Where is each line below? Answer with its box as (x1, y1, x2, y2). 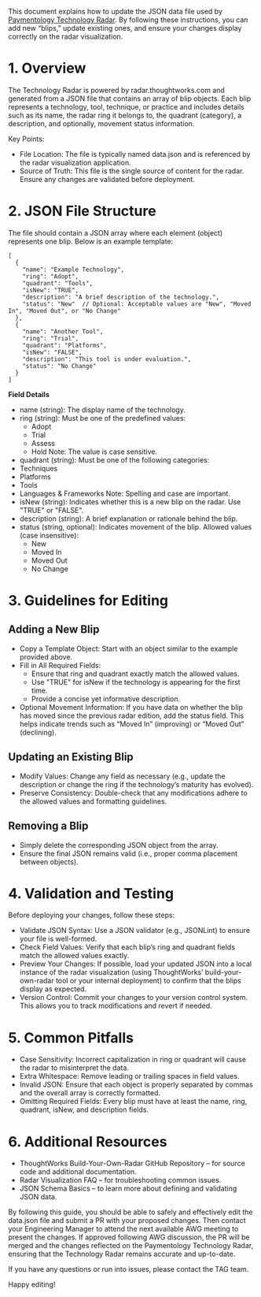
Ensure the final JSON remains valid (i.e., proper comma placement (19, 849, 238, 858)
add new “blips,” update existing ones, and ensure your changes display (8, 24, 242, 32)
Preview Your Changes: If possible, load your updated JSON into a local (19, 959, 252, 968)
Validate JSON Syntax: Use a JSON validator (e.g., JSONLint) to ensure (19, 926, 250, 935)
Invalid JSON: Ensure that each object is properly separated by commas (19, 1080, 253, 1090)
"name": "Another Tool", (22, 327, 104, 336)
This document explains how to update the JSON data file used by (8, 7, 222, 16)
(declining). (19, 727, 57, 737)
